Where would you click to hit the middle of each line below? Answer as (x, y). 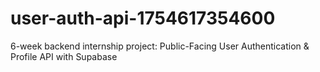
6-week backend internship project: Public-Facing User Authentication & (160, 46)
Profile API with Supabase (64, 56)
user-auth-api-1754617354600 (143, 18)
